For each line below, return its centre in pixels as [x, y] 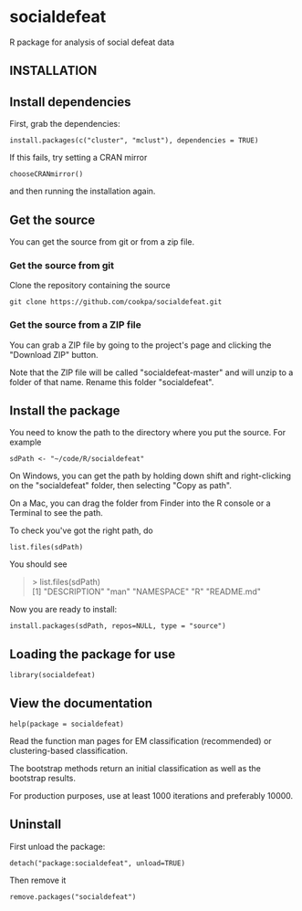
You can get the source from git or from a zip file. [102, 241]
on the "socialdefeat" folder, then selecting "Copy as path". [121, 486]
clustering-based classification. [69, 750]
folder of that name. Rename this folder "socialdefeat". [112, 382]
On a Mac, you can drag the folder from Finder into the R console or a [140, 503]
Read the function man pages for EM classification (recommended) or [141, 740]
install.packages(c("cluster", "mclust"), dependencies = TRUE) [134, 141]
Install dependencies [70, 102]
